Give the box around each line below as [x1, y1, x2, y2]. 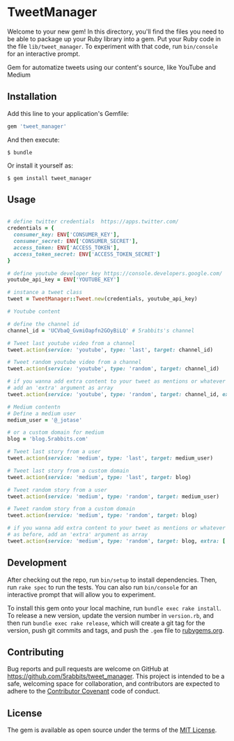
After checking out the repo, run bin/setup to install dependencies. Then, [7, 575, 217, 584]
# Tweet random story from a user [7, 486, 108, 493]
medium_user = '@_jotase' [7, 416, 82, 423]
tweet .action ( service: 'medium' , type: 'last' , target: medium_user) [7, 455, 214, 462]
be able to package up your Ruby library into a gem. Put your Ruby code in [7, 34, 221, 43]
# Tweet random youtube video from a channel [7, 359, 141, 366]
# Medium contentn [7, 403, 61, 411]
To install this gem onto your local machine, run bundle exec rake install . [7, 603, 221, 612]
